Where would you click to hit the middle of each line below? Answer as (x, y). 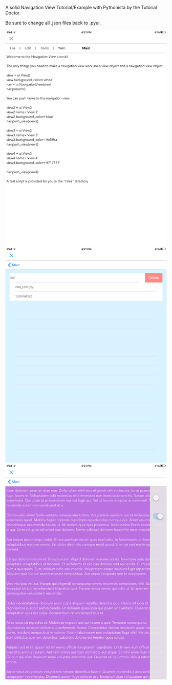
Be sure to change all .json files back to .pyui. (53, 23)
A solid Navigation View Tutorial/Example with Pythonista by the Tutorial (81, 7)
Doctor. (13, 13)
